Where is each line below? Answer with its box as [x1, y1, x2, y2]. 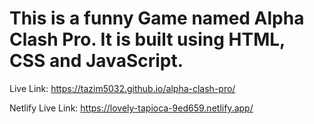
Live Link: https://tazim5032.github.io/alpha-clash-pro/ [9, 82, 236, 94]
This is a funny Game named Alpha [9, 7, 305, 30]
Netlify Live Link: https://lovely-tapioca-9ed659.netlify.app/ [9, 102, 254, 114]
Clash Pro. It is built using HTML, [9, 28, 286, 51]
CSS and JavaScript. [9, 50, 184, 72]
